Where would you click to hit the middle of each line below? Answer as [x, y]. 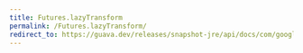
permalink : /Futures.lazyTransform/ [78, 26]
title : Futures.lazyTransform [66, 18]
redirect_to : [34, 34]
